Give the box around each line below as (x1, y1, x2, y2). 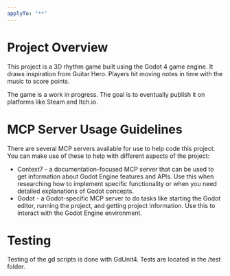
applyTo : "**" (7, 10, 48, 17)
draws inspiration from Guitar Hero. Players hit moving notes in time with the (7, 69, 223, 78)
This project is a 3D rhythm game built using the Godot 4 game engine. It (7, 62, 214, 71)
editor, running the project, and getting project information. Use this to (16, 201, 216, 209)
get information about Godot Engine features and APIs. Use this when (16, 172, 214, 181)
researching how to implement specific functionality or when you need (16, 179, 218, 187)
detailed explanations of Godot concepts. (16, 187, 135, 195)
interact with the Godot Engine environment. (16, 209, 143, 217)
